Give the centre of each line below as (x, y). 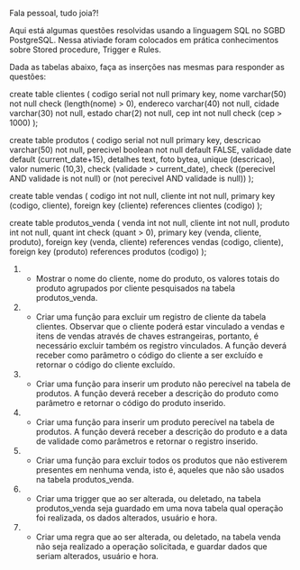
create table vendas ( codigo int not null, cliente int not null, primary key (142, 196)
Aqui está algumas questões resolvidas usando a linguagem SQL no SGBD (147, 30)
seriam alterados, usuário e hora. (97, 556)
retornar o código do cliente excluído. (105, 365)
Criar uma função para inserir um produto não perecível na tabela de (163, 384)
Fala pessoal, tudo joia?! (54, 13)
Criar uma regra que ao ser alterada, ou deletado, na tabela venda (158, 537)
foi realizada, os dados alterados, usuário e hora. (127, 518)
